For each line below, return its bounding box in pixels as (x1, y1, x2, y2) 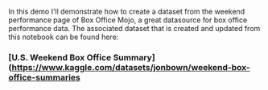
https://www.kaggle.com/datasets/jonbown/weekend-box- (11, 61, 251, 72)
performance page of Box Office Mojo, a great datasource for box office (8, 15, 248, 25)
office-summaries (8, 72, 80, 83)
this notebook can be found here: (8, 32, 119, 41)
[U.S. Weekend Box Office (8, 52, 112, 63)
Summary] (113, 52, 155, 63)
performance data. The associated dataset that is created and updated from (8, 24, 261, 33)
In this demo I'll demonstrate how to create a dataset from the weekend (8, 7, 245, 16)
